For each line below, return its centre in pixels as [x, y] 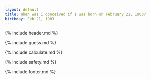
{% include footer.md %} [31, 72]
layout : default [22, 10]
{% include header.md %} [32, 33]
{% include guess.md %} [31, 43]
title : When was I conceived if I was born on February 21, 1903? [76, 14]
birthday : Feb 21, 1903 [30, 19]
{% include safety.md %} [31, 62]
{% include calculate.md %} [34, 52]
